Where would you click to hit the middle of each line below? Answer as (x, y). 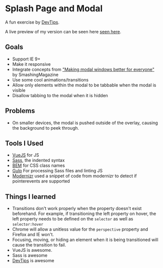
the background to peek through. (46, 128)
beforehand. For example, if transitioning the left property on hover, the (84, 214)
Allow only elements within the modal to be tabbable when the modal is (84, 85)
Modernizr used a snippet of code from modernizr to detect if (74, 176)
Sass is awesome (30, 255)
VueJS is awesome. (32, 250)
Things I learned (30, 197)
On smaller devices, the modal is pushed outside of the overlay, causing (85, 123)
